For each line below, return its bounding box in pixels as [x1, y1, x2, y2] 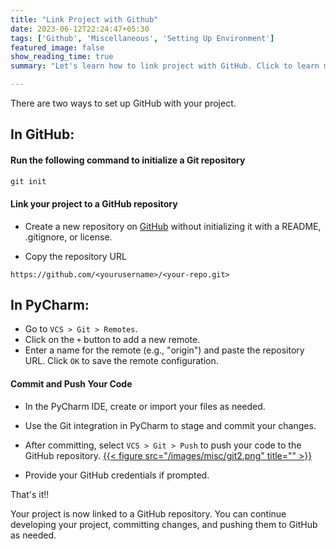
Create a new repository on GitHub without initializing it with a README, [24, 220, 322, 232]
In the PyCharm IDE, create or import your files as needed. [24, 400, 266, 412]
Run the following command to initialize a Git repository [10, 154, 246, 166]
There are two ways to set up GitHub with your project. [10, 97, 237, 109]
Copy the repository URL [24, 250, 127, 262]
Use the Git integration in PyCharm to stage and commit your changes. [24, 419, 317, 431]
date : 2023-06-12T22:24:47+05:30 [10, 24, 150, 34]
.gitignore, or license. [24, 231, 113, 243]
